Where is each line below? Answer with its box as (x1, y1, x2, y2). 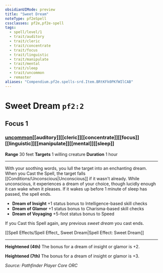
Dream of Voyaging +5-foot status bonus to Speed (12, 211, 115, 217)
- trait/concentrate (9, 43, 51, 48)
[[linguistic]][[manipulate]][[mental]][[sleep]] (5, 140, 114, 147)
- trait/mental (9, 61, 40, 66)
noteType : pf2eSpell (5, 16, 47, 21)
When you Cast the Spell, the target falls (5, 171, 86, 176)
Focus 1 (5, 119, 28, 128)
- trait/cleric (9, 39, 40, 44)
